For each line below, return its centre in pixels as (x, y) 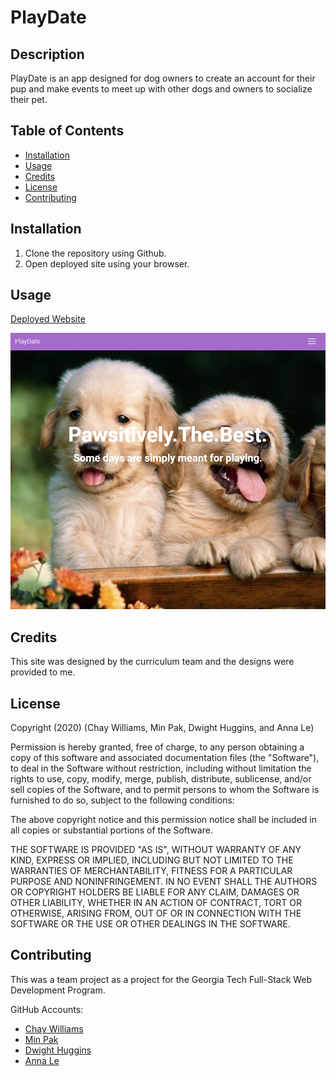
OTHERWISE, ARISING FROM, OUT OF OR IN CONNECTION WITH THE (156, 913)
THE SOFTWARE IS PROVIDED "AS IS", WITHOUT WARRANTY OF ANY (156, 850)
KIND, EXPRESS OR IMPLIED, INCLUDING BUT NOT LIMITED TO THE (152, 860)
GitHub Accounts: (47, 1009)
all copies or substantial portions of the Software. (111, 830)
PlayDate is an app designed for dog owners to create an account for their (163, 78)
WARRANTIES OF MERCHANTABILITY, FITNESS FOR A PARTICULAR (151, 871)
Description (47, 54)
